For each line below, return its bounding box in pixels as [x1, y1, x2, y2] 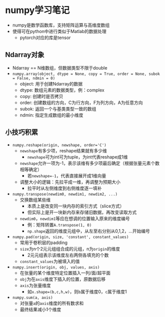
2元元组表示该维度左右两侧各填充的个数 [27, 252, 109, 258]
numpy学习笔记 [5, 4, 70, 16]
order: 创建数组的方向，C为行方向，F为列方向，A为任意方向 [19, 99, 143, 105]
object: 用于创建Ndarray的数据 [19, 80, 83, 86]
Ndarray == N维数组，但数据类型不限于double [12, 64, 108, 70]
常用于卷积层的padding [19, 239, 68, 245]
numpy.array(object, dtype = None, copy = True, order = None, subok [12, 71, 161, 76]
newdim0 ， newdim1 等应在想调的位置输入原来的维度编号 [19, 215, 130, 221]
